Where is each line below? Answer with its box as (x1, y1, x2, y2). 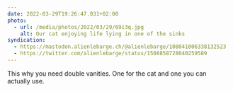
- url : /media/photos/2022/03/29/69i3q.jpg (13, 23, 144, 30)
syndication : (7, 37, 46, 44)
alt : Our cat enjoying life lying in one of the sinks (20, 30, 186, 38)
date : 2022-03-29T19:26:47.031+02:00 (7, 10, 119, 18)
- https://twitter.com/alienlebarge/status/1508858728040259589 (13, 50, 208, 57)
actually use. (7, 76, 45, 85)
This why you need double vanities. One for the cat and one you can (7, 69, 207, 78)
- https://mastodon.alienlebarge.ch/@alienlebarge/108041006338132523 (13, 43, 227, 50)
